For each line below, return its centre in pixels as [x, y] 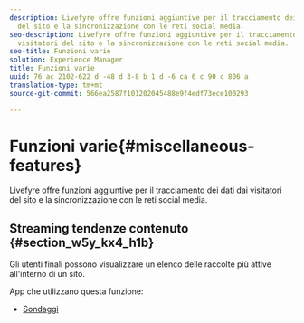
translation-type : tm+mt [56, 85]
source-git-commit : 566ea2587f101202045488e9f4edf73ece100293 [129, 93]
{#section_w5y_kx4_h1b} [82, 242]
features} [46, 165]
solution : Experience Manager [66, 60]
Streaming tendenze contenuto [99, 228]
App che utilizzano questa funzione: [76, 291]
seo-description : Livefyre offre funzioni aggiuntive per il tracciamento [153, 34]
